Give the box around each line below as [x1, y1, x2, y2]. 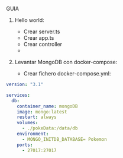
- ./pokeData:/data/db [21, 125, 78, 131]
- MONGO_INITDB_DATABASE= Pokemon [21, 136, 108, 142]
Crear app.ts [23, 34, 54, 41]
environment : [17, 131, 49, 137]
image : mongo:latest [17, 109, 67, 115]
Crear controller [23, 41, 63, 48]
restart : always [17, 114, 57, 121]
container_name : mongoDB [17, 103, 78, 109]
